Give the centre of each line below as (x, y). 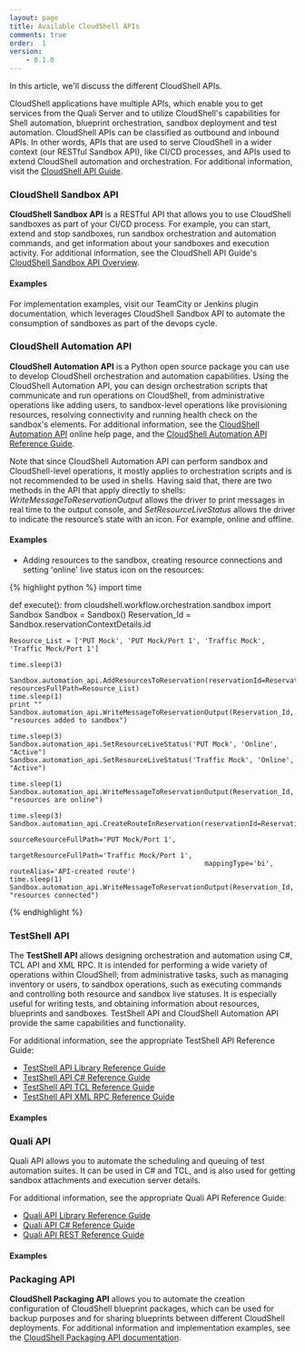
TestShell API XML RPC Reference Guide (98, 1097)
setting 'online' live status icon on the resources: (113, 570)
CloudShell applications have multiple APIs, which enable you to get (136, 104)
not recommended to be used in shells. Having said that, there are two (141, 480)
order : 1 (28, 43)
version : (26, 52)
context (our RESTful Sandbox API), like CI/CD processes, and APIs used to (150, 152)
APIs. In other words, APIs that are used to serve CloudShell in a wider (141, 142)
